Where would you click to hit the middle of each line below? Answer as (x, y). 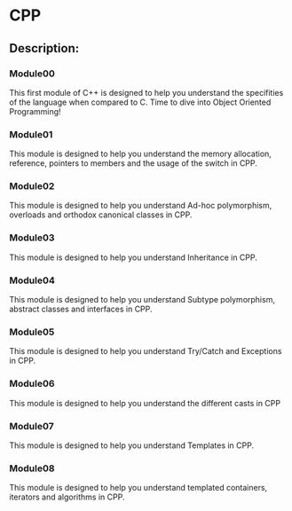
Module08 (32, 468)
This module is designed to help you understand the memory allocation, (141, 154)
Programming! (35, 111)
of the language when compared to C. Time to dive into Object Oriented (140, 102)
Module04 (32, 280)
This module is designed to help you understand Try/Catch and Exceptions (146, 351)
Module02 (32, 186)
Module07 (32, 426)
